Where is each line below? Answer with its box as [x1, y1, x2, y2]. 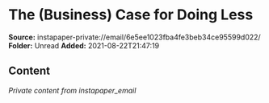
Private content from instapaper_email [8, 85, 137, 95]
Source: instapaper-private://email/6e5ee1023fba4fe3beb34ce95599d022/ [8, 32, 261, 42]
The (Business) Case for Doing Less [8, 6, 254, 24]
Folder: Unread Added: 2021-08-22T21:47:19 [8, 40, 160, 50]
